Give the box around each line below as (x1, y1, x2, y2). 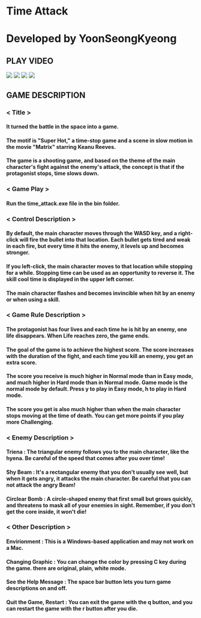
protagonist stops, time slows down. (6, 170, 99, 177)
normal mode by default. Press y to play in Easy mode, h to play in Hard (6, 385, 187, 393)
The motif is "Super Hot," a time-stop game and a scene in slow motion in (6, 137, 193, 144)
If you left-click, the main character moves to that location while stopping (6, 262, 193, 270)
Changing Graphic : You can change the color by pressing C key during (6, 558, 187, 565)
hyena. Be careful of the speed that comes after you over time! (6, 455, 165, 462)
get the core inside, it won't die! (6, 508, 87, 515)
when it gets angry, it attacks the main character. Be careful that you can (6, 475, 191, 482)
